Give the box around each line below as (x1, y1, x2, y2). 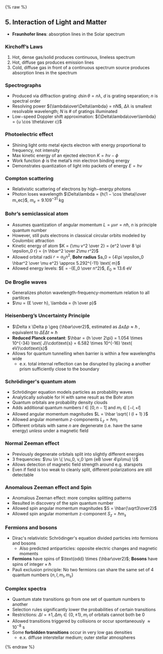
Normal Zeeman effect (5, 440, 59, 447)
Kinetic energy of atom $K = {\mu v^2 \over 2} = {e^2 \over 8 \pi (12, 243, 141, 249)
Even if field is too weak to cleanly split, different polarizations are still (12, 467, 152, 472)
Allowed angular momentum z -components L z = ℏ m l (12, 416, 118, 423)
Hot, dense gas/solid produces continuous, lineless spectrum (12, 54, 135, 60)
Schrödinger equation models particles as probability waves (12, 389, 133, 395)
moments (19, 551, 38, 557)
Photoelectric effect (5, 131, 54, 138)
